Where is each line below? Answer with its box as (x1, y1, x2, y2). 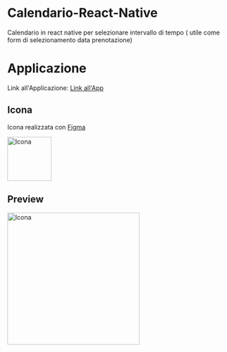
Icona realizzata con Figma (7, 122, 86, 131)
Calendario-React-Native (7, 5, 158, 21)
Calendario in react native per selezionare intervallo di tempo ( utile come (7, 28, 221, 37)
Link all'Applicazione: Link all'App (7, 83, 104, 92)
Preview (7, 194, 44, 206)
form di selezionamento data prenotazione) (7, 35, 133, 44)
